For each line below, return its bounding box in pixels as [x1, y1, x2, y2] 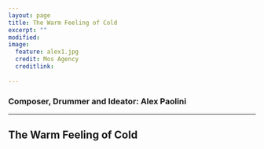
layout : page [8, 11, 51, 20]
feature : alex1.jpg [15, 48, 79, 56]
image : [8, 41, 30, 49]
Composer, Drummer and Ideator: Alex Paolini [8, 96, 187, 107]
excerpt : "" [8, 26, 47, 34]
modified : [8, 33, 41, 42]
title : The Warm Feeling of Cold [8, 19, 118, 27]
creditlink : [15, 63, 55, 71]
